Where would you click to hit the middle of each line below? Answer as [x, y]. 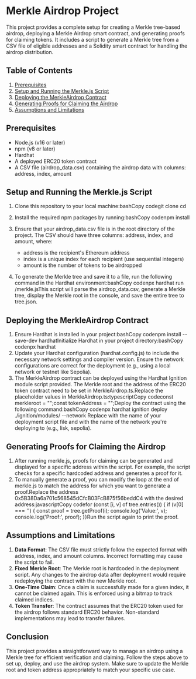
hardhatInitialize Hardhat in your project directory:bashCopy [111, 341]
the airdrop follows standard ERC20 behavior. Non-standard [87, 612]
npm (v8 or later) [35, 149]
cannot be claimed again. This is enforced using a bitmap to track [93, 593]
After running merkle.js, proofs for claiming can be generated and [94, 461]
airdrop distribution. [30, 52]
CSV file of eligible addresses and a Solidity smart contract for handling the [97, 46]
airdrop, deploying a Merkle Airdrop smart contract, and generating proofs [96, 33]
